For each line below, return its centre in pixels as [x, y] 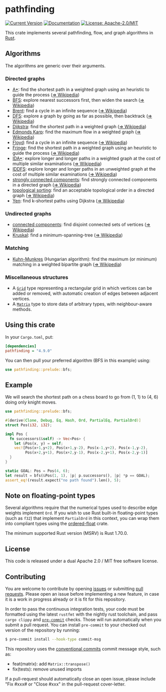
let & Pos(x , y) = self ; [39, 443]
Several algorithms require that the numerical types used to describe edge [81, 508]
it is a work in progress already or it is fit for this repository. [65, 599]
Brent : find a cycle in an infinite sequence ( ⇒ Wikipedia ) [70, 111]
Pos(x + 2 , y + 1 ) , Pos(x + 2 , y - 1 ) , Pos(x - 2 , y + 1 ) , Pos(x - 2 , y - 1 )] [86, 453]
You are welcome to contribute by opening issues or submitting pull [74, 589]
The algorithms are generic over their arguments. [55, 65]
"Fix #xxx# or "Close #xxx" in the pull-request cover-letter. [65, 684]
